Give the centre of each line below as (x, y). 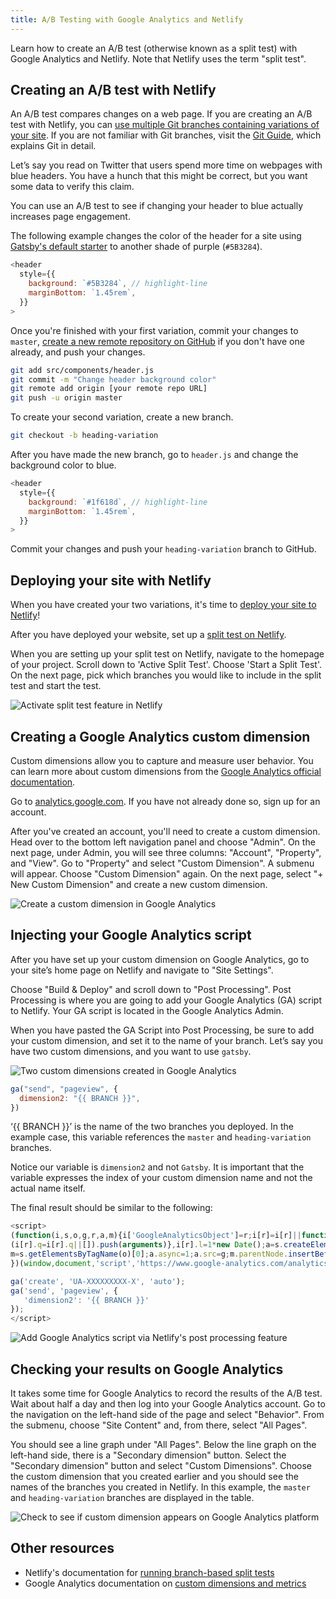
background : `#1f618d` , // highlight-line (118, 502)
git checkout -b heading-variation (84, 436)
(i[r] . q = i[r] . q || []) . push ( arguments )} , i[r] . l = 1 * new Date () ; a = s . (147, 1245)
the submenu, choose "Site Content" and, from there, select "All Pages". (159, 1425)
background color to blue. (63, 465)
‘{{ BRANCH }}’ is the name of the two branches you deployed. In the (152, 1127)
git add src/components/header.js (82, 370)
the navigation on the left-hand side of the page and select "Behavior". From (167, 1414)
